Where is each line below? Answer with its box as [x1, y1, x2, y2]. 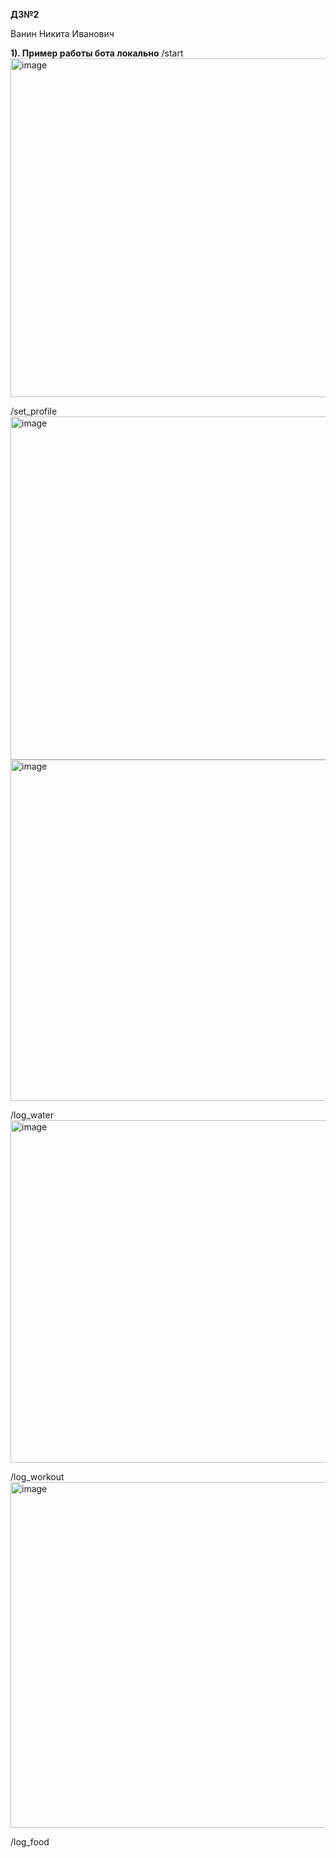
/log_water [10, 1109, 54, 1121]
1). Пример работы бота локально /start [10, 47, 184, 59]
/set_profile [10, 405, 58, 417]
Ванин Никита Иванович [10, 28, 115, 39]
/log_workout [10, 1471, 65, 1483]
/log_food [10, 1836, 50, 1848]
